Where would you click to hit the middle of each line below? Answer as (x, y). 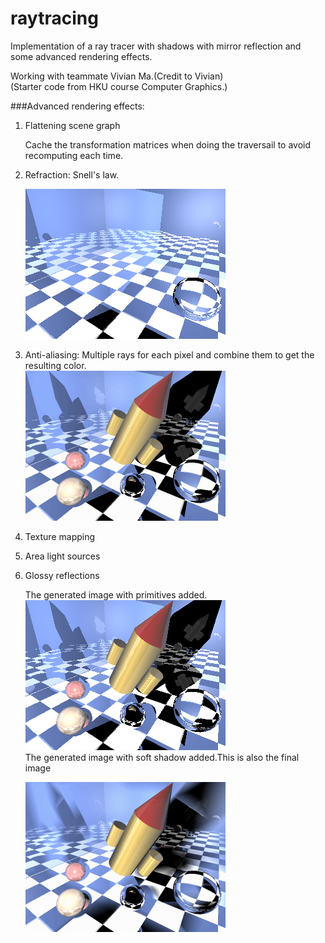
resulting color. (55, 365)
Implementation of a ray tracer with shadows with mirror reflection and (156, 46)
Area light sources (62, 556)
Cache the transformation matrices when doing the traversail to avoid (168, 144)
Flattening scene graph (72, 125)
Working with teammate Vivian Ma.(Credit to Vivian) (117, 76)
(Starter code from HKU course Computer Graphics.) (119, 86)
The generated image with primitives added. (116, 594)
